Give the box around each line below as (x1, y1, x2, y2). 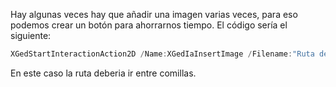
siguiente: (10, 30, 52, 41)
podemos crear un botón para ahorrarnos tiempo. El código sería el (10, 19, 288, 31)
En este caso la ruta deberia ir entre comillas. (10, 67, 197, 79)
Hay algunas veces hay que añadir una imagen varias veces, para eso (10, 9, 298, 20)
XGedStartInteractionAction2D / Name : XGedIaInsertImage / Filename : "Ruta (10, 49, 315, 59)
